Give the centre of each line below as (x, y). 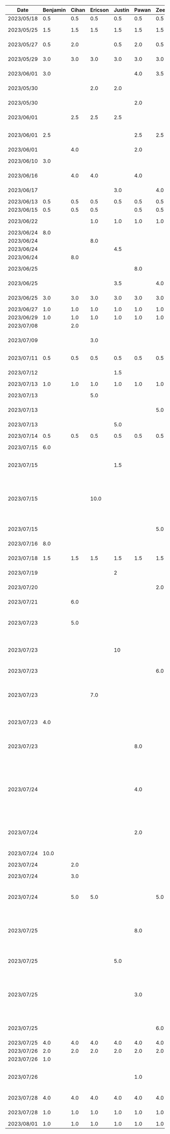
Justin (121, 10)
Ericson (100, 10)
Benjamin (54, 10)
